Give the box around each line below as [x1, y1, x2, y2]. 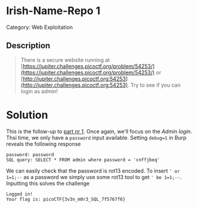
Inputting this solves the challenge [6, 180, 90, 187]
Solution [6, 108, 49, 121]
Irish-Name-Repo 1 [6, 4, 101, 18]
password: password [6, 151, 54, 157]
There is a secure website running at [20, 56, 110, 63]
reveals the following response [6, 140, 81, 147]
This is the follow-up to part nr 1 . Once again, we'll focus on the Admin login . [6, 128, 192, 135]
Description [6, 41, 50, 51]
